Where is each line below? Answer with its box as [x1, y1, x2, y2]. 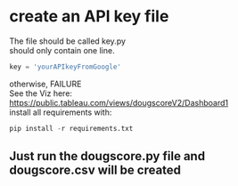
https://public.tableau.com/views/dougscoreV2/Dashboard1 [9, 97, 229, 108]
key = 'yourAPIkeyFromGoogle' [9, 62, 122, 71]
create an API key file [9, 6, 169, 27]
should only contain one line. [9, 44, 115, 55]
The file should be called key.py [9, 36, 127, 46]
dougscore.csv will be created [9, 163, 181, 178]
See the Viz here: [9, 87, 73, 99]
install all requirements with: [9, 107, 112, 117]
